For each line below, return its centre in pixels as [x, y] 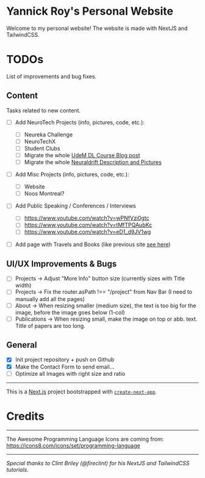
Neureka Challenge [49, 134]
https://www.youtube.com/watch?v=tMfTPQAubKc [88, 225]
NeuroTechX [40, 141]
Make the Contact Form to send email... [65, 367]
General [22, 345]
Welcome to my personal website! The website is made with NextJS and [97, 28]
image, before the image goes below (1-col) [70, 312]
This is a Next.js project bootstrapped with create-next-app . [82, 391]
